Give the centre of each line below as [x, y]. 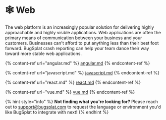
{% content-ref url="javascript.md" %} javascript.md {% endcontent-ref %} [83, 72]
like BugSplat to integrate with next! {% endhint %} [57, 112]
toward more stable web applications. [43, 54]
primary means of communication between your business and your [74, 38]
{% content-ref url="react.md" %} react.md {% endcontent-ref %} [73, 82]
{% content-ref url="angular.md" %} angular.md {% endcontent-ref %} [78, 63]
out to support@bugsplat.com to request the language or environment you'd [83, 107]
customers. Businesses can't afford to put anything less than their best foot [82, 43]
